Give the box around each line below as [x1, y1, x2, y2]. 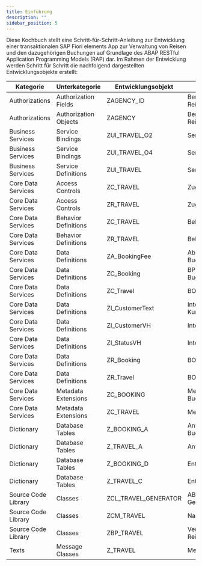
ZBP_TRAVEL [106, 529, 144, 537]
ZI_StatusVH [106, 339, 141, 347]
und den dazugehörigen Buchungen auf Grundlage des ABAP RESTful [6, 49, 180, 57]
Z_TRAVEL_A [106, 443, 143, 451]
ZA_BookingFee [106, 252, 151, 260]
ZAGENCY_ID [106, 97, 145, 105]
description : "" [6, 14, 47, 20]
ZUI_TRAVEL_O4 [106, 149, 153, 157]
